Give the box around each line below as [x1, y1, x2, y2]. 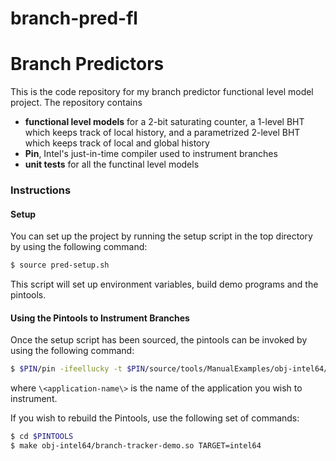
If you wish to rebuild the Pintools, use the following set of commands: [10, 412, 300, 424]
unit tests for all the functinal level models [24, 158, 200, 171]
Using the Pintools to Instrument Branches [10, 312, 190, 324]
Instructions [10, 183, 72, 197]
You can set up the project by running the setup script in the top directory [10, 230, 313, 242]
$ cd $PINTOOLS [10, 432, 74, 442]
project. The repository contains [10, 97, 143, 109]
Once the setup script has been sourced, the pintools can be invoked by [10, 334, 308, 346]
